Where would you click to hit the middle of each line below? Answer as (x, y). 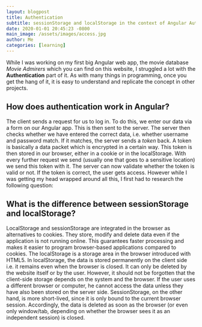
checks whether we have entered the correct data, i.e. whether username (97, 134)
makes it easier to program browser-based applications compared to (91, 247)
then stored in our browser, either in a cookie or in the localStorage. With (96, 153)
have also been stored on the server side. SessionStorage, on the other (94, 292)
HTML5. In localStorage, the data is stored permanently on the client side (97, 260)
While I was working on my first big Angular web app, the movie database (97, 62)
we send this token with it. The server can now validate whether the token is (100, 166)
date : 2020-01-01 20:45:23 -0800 (48, 29)
